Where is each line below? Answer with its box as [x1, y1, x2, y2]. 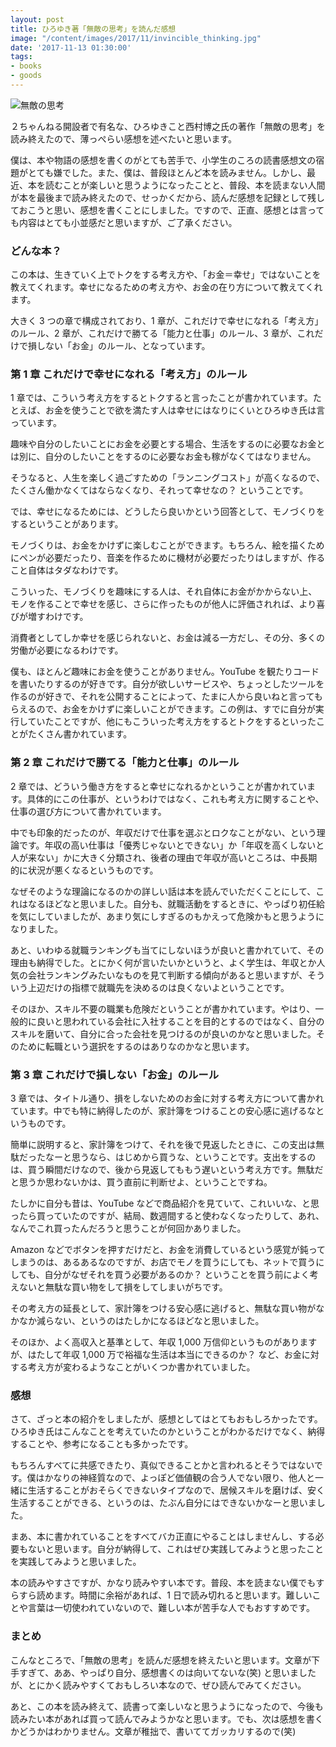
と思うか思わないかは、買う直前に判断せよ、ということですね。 [10, 1176, 273, 1188]
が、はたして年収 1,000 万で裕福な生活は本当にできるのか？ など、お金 [10, 1349, 302, 1361]
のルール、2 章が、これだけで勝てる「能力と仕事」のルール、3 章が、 [10, 327, 298, 340]
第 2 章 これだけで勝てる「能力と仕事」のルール [10, 756, 240, 770]
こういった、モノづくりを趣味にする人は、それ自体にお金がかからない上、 [10, 586, 318, 598]
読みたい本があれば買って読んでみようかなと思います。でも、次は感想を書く [10, 1712, 324, 1725]
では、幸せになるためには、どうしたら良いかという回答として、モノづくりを [10, 506, 325, 518]
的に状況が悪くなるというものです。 [10, 864, 159, 876]
